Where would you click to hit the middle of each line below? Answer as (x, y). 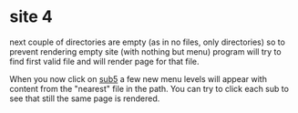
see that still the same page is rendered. (85, 98)
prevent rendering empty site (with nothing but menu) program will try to (145, 51)
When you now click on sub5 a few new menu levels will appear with (138, 78)
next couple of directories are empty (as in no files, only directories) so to (147, 42)
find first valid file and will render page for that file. (104, 61)
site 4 (31, 17)
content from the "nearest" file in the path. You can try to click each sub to (149, 88)
